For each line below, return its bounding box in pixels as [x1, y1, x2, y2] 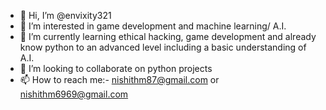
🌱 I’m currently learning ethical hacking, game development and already [19, 31, 317, 42]
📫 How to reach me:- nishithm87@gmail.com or [19, 74, 220, 85]
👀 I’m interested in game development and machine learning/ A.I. [19, 20, 287, 32]
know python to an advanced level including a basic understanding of [19, 41, 307, 53]
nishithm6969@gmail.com [19, 88, 129, 100]
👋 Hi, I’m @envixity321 [19, 10, 112, 21]
